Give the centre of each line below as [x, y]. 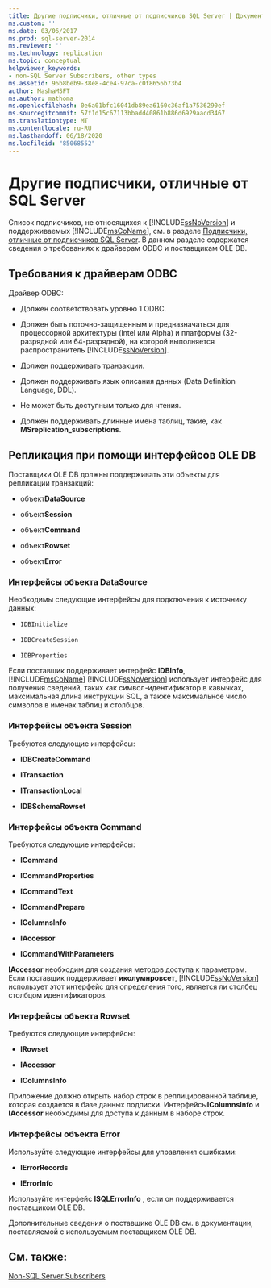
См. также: [38, 1256]
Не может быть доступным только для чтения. [100, 406]
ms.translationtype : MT [48, 121]
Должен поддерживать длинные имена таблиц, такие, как [121, 421]
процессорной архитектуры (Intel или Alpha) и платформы [121, 333]
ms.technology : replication [56, 53]
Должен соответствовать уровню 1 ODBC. [93, 309]
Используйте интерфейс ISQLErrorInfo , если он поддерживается [121, 1198]
